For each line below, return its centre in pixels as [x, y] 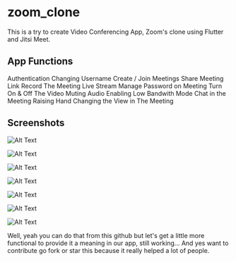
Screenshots [36, 123]
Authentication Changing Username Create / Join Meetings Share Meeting [116, 78]
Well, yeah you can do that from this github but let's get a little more [106, 235]
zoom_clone [44, 12]
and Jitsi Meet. [29, 39]
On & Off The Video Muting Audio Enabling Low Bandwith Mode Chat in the [117, 93]
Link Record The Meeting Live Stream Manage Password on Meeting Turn [115, 86]
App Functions [40, 62]
